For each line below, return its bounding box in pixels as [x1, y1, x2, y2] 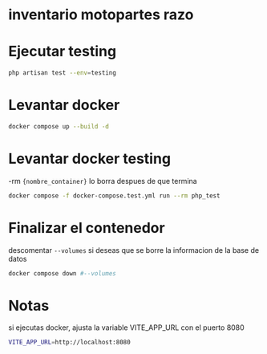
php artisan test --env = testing [8, 69, 116, 77]
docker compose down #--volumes [8, 269, 116, 278]
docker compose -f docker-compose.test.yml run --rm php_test [8, 191, 220, 200]
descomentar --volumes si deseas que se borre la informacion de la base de [8, 245, 259, 254]
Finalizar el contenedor [8, 218, 166, 237]
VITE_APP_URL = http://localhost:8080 [8, 339, 131, 347]
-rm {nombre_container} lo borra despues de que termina [8, 176, 198, 185]
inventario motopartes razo [8, 6, 194, 24]
